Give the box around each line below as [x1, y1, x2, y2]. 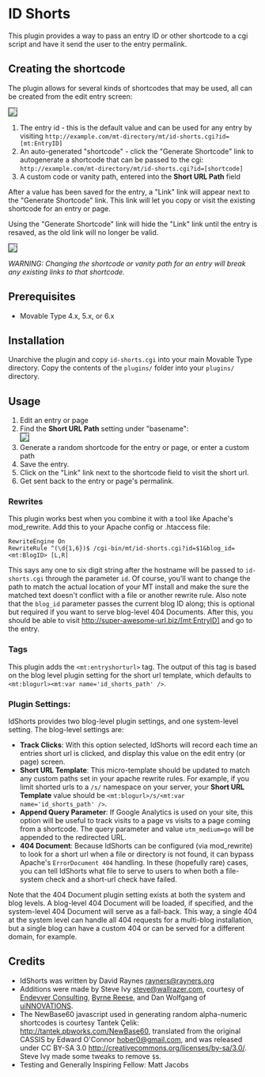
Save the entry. [19, 459, 70, 469]
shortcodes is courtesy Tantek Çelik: [19, 1018, 140, 1027]
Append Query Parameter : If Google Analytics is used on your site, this [19, 807, 253, 817]
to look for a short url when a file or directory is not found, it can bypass [19, 849, 255, 859]
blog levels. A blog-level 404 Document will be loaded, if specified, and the [8, 898, 254, 908]
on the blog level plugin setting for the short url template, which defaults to [8, 670, 252, 680]
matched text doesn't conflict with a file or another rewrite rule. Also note [8, 591, 247, 600]
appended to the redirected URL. [19, 833, 127, 842]
